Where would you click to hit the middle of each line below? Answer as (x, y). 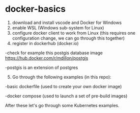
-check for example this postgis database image (54, 53)
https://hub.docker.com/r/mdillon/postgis (47, 58)
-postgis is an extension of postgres (42, 68)
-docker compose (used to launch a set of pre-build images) (66, 96)
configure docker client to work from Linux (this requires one (74, 33)
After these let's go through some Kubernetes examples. (62, 105)
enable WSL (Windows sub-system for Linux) (58, 27)
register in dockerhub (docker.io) (45, 43)
